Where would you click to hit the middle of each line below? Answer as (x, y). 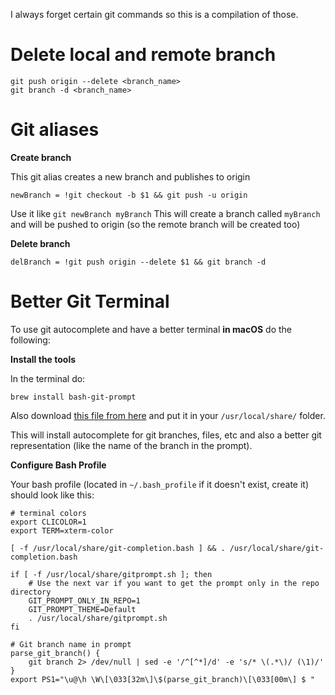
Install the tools (43, 359)
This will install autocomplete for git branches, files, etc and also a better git (166, 435)
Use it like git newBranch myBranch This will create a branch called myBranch (165, 213)
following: (30, 340)
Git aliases (55, 130)
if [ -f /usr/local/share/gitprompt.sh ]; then (111, 574)
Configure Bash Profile (58, 465)
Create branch (41, 157)
